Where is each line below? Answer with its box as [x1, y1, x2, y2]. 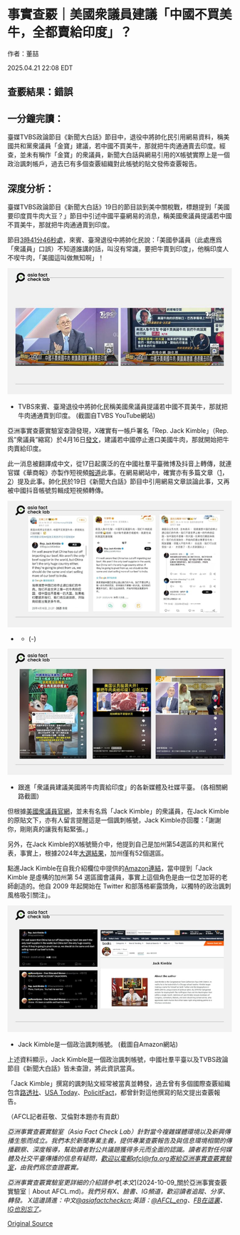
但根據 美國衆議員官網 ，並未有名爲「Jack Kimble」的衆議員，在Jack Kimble [7, 807, 229, 816]
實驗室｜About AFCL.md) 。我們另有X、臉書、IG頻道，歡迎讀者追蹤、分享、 [7, 1187, 229, 1195]
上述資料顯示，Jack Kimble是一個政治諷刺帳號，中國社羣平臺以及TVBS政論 [7, 1055, 229, 1063]
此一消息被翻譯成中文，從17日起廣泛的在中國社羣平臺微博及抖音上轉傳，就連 [7, 459, 232, 468]
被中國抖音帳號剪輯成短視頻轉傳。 [7, 486, 108, 495]
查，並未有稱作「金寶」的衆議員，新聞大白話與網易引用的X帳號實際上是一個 [7, 150, 230, 159]
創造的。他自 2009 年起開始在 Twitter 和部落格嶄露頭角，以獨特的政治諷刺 [13, 882, 231, 891]
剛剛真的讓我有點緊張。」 [19, 825, 92, 834]
